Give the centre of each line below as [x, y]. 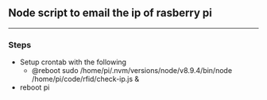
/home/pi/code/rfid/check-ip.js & [85, 79]
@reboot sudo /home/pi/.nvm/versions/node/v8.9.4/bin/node [132, 71]
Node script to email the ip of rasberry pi [110, 13]
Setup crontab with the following [73, 62]
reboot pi [35, 87]
